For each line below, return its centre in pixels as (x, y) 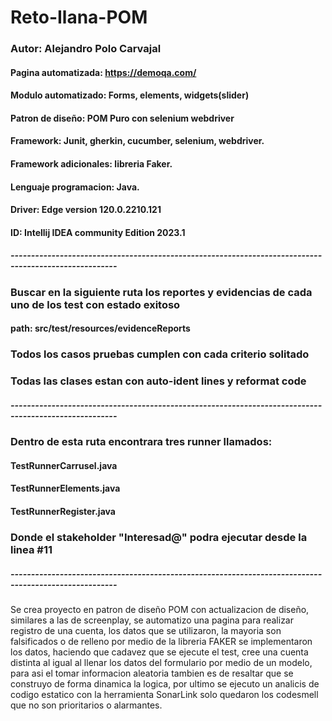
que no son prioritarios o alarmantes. (86, 705)
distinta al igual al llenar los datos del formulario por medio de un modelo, (161, 662)
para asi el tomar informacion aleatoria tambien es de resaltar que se (152, 673)
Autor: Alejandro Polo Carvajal (86, 49)
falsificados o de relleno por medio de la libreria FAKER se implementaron (161, 641)
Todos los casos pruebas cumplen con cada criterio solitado (160, 354)
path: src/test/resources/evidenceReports (100, 328)
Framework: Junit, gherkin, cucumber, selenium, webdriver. (137, 141)
